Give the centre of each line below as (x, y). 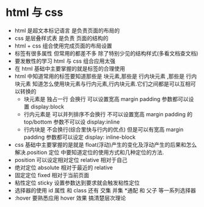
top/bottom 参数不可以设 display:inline (72, 122)
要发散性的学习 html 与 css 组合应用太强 (65, 61)
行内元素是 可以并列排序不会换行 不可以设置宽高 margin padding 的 (108, 114)
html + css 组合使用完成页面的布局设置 (63, 46)
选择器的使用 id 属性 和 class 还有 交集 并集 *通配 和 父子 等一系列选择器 (105, 190)
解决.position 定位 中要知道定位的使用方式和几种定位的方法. (89, 152)
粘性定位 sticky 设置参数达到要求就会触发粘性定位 (77, 183)
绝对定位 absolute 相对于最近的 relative (64, 167)
